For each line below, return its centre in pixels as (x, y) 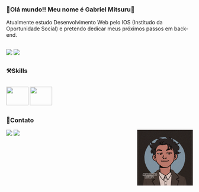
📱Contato (20, 120)
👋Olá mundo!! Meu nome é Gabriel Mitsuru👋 (70, 10)
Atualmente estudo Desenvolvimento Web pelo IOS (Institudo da (84, 23)
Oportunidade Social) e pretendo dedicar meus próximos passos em (89, 29)
